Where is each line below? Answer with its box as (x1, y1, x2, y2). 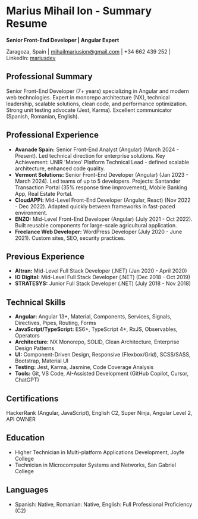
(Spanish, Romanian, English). (6, 112, 79, 120)
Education (6, 433, 45, 443)
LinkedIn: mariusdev (6, 54, 56, 61)
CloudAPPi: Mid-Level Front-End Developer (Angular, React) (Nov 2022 (14, 196, 191, 204)
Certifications (6, 393, 59, 404)
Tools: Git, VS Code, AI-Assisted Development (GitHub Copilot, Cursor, (14, 370, 189, 377)
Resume (6, 17, 48, 30)
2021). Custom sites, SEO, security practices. (14, 234, 126, 242)
